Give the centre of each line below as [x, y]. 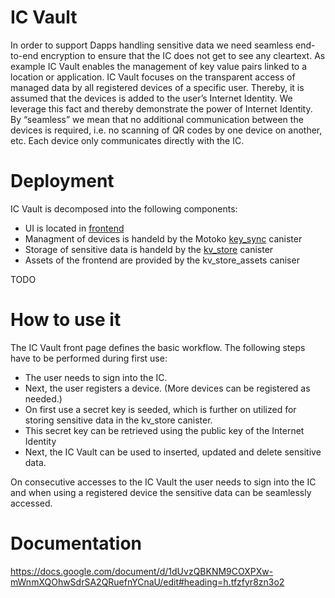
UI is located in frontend [74, 228]
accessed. [31, 503]
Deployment [62, 181]
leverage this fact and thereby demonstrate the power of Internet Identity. [161, 108]
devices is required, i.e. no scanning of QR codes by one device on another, [166, 130]
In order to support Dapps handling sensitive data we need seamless [152, 45]
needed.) [43, 398]
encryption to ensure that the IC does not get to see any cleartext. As [183, 55]
